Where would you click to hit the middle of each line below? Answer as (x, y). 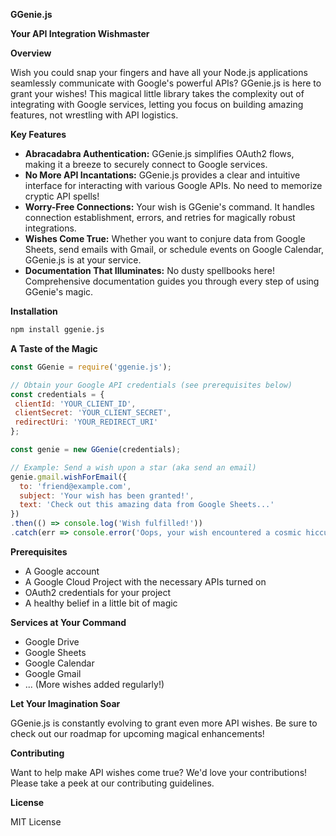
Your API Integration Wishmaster (80, 33)
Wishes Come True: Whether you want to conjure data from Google (165, 238)
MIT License (36, 821)
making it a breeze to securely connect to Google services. (146, 164)
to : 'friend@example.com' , (75, 486)
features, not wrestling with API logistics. (94, 115)
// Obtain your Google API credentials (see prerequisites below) (151, 385)
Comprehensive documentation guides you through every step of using (172, 281)
